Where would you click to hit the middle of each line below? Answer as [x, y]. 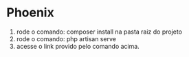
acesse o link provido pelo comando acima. [78, 46]
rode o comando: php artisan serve [66, 38]
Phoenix [30, 13]
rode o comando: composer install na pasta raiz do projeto [99, 32]
